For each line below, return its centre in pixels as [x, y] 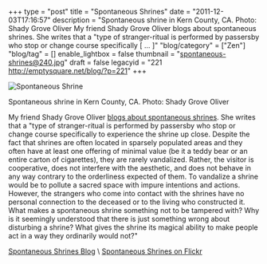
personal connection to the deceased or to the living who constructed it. [127, 202]
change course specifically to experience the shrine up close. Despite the [129, 134]
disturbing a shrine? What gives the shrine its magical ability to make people [133, 227]
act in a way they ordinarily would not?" [73, 236]
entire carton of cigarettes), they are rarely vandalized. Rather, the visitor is [131, 160]
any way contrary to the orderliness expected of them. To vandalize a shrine [133, 176]
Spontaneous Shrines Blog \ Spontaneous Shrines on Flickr [106, 251]
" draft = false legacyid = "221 [113, 62]
